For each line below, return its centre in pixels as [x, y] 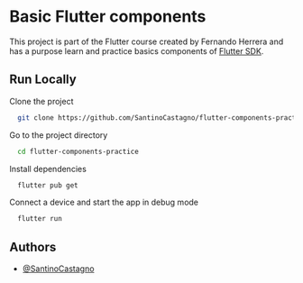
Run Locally [43, 80]
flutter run [40, 219]
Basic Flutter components [108, 17]
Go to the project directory [59, 135]
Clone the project [41, 101]
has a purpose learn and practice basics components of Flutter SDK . [137, 50]
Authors [33, 246]
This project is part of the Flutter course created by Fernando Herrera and [147, 41]
